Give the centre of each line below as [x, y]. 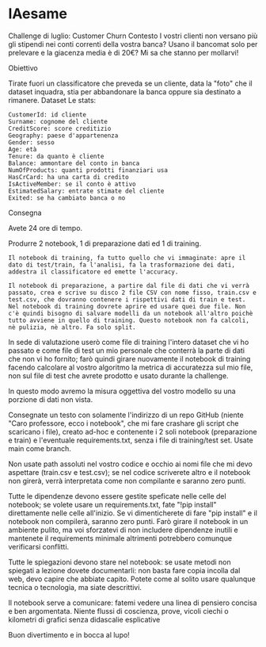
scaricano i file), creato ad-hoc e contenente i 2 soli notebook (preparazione [133, 431]
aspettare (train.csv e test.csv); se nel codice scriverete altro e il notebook [129, 472]
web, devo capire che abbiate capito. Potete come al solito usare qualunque [132, 579]
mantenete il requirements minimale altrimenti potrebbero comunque [120, 538]
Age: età [23, 149]
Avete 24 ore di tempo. [46, 228]
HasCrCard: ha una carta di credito [68, 177]
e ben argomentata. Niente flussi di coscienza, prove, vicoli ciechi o [118, 611]
